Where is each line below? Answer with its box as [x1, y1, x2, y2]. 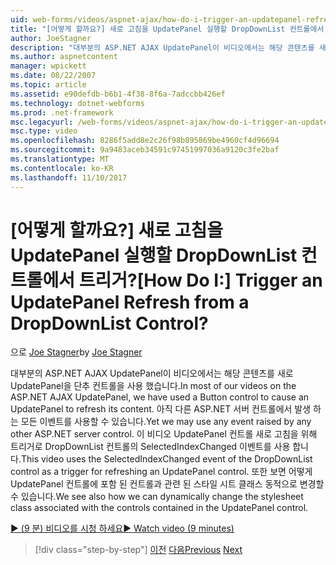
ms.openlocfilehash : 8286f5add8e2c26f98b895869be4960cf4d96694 [10, 136, 280, 146]
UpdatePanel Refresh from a [10, 291, 250, 313]
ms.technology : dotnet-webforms [10, 98, 145, 108]
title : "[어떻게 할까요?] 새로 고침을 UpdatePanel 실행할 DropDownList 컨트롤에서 [10, 24, 325, 34]
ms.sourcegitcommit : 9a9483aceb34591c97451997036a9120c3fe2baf [10, 145, 280, 155]
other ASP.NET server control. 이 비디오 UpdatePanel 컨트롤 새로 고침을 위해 [10, 428, 318, 440]
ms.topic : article [10, 80, 87, 90]
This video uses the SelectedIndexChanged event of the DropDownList [20, 453, 313, 465]
